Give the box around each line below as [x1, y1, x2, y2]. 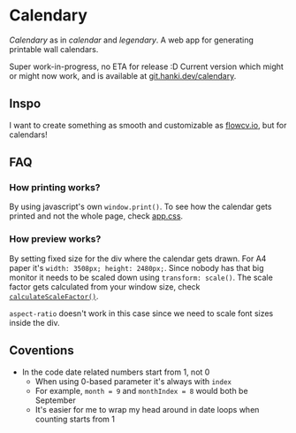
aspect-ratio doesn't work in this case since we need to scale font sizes [9, 307, 274, 319]
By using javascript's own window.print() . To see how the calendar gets [9, 201, 272, 213]
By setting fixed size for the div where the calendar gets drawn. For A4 [9, 253, 267, 264]
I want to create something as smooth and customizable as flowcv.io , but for [9, 120, 287, 130]
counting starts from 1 [34, 414, 115, 424]
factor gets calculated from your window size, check [9, 281, 201, 292]
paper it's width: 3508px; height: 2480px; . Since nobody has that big [9, 262, 264, 273]
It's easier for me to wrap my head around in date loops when [34, 404, 260, 414]
